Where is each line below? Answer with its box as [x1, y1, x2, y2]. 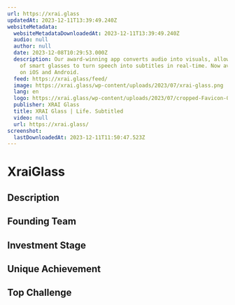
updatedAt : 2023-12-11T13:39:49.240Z [7, 17, 117, 24]
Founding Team [7, 215, 77, 227]
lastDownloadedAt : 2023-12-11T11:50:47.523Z [13, 134, 145, 141]
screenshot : [7, 127, 42, 134]
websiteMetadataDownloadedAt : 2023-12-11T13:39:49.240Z [13, 29, 180, 37]
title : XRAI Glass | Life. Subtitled [13, 108, 124, 115]
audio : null [13, 36, 49, 43]
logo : [13, 95, 30, 102]
